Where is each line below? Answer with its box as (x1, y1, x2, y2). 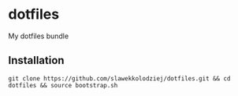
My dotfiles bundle (8, 31, 69, 41)
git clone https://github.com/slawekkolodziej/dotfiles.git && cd (8, 74, 231, 83)
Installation (8, 54, 65, 67)
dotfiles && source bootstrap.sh (8, 81, 118, 89)
